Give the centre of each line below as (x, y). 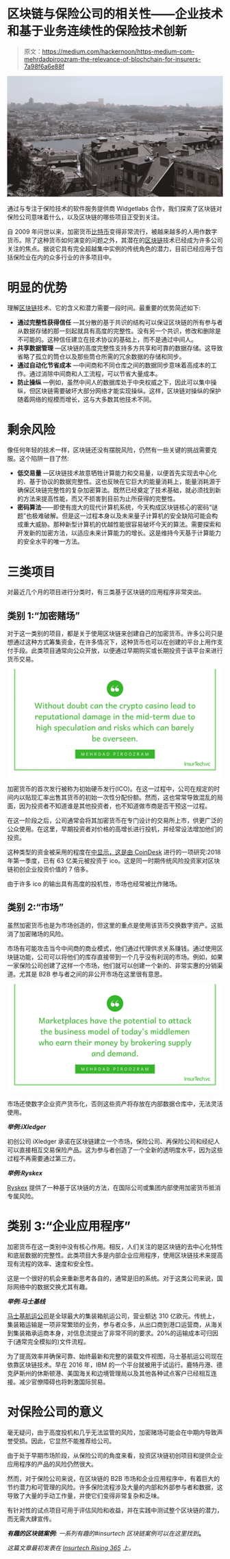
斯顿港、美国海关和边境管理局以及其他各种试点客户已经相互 (127, 1373)
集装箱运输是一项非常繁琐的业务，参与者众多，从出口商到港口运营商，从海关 (115, 1324)
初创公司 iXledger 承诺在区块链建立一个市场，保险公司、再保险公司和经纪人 (114, 1141)
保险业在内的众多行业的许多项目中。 (64, 257)
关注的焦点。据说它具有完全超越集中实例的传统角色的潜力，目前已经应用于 (112, 249)
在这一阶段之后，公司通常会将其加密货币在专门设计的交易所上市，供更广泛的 (115, 821)
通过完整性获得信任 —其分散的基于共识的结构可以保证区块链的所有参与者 (120, 322)
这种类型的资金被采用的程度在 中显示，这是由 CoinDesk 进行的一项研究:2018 (114, 852)
